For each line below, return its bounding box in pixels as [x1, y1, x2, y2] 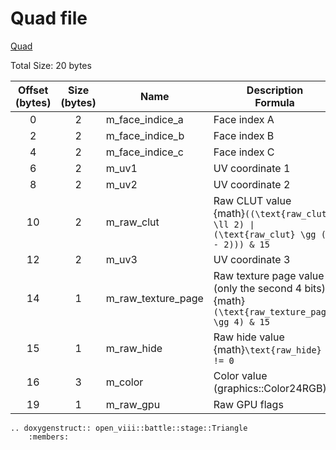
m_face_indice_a [105, 112, 184, 126]
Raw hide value [213, 330, 285, 344]
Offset [17, 83, 49, 97]
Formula [254, 95, 295, 109]
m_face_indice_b [105, 128, 185, 142]
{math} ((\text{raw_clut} [213, 206, 333, 220]
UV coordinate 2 [213, 177, 291, 191]
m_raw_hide [105, 341, 163, 355]
